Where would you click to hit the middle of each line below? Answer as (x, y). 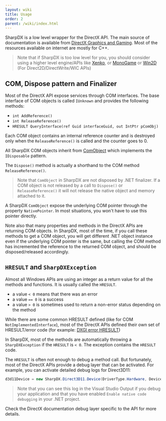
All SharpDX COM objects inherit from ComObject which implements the (79, 151)
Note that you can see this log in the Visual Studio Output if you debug (89, 388)
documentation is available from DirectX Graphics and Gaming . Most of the (82, 43)
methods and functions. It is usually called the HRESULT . (61, 284)
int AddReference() (32, 116)
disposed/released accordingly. (37, 252)
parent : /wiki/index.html (32, 23)
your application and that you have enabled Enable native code (82, 394)
